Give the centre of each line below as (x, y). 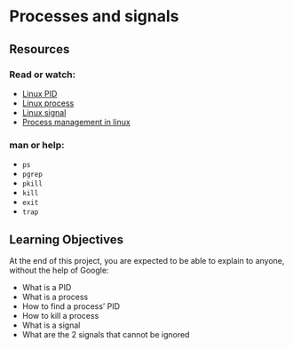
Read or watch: (43, 75)
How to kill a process (60, 315)
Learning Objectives (67, 239)
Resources (40, 49)
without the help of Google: (59, 270)
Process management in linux (76, 122)
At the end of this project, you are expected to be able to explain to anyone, (147, 260)
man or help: (37, 145)
